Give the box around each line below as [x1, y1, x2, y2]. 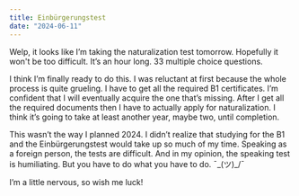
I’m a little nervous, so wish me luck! [9, 176, 144, 187]
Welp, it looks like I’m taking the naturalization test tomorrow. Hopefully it [9, 46, 278, 57]
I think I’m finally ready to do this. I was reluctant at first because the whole [9, 73, 287, 84]
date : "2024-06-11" [9, 22, 83, 31]
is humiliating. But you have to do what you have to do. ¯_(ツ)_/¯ [9, 158, 245, 169]
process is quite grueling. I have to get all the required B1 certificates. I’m [9, 83, 278, 94]
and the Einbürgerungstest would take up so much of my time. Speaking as [9, 138, 287, 149]
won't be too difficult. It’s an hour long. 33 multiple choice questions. [9, 56, 263, 67]
